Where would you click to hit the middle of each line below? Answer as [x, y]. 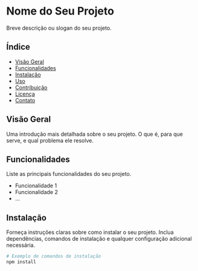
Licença [25, 94]
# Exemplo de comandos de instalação [54, 256]
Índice [18, 47]
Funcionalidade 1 [36, 186]
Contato [25, 100]
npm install [21, 262]
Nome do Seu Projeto [60, 11]
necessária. [21, 245]
